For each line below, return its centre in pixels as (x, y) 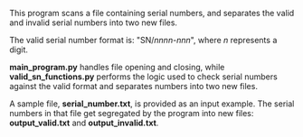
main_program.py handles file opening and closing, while (117, 67)
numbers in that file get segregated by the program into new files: (132, 113)
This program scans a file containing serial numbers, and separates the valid (152, 13)
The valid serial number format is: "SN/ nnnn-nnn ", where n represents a (143, 40)
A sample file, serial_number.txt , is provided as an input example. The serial (152, 104)
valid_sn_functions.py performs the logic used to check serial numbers (143, 77)
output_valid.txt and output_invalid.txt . (84, 123)
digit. (19, 50)
